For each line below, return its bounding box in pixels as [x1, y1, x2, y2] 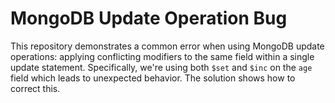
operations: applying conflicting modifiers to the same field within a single [10, 50, 315, 62]
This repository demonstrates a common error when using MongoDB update [10, 40, 325, 52]
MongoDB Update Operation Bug [10, 7, 288, 30]
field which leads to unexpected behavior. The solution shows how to [10, 72, 296, 84]
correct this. [10, 82, 61, 94]
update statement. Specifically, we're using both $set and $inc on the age [10, 61, 313, 73]
